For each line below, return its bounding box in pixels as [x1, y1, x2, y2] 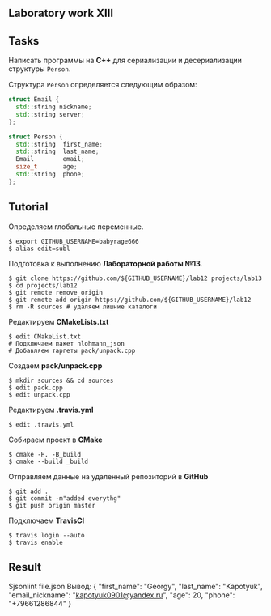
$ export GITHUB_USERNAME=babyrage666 [8, 237, 139, 245]
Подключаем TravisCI [8, 516, 85, 525]
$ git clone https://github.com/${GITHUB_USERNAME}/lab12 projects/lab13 [8, 274, 263, 283]
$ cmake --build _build [8, 457, 89, 465]
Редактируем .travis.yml [8, 405, 94, 414]
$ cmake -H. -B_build [8, 450, 82, 458]
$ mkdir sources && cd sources [8, 376, 114, 384]
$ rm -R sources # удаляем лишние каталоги [8, 303, 158, 311]
